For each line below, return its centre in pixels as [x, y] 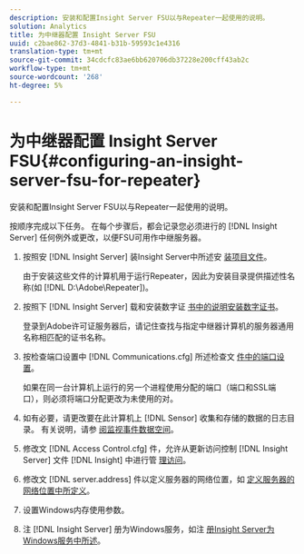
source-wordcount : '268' [56, 77]
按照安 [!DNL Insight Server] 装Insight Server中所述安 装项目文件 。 [147, 256]
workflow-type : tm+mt [50, 69]
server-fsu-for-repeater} [105, 180]
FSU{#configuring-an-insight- [127, 161]
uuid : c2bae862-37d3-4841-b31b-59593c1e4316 [95, 43]
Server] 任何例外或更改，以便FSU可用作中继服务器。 [108, 237]
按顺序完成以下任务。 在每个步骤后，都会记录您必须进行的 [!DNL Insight [143, 226]
